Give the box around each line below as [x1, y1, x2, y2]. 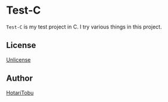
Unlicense [6, 56, 31, 63]
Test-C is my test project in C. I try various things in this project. [6, 23, 162, 30]
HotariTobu [6, 89, 34, 96]
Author [6, 74, 33, 84]
